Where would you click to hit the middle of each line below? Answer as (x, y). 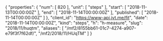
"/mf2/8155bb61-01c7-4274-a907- (100, 28)
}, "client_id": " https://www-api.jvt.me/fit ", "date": (97, 18)
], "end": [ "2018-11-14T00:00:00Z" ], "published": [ (90, 12)
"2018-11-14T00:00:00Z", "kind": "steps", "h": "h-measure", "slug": (74, 23)
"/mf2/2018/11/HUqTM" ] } (65, 33)
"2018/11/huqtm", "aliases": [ (34, 28)
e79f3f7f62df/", (21, 33)
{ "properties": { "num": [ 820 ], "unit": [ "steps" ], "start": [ (66, 7)
